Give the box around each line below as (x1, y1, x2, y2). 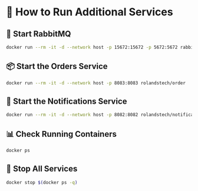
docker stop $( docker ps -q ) (6, 179, 78, 185)
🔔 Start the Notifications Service (6, 96, 128, 106)
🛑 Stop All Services (6, 164, 78, 174)
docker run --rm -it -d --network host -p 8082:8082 (6, 112, 138, 118)
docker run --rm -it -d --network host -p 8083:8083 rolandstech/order (6, 80, 186, 86)
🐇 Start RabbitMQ (6, 29, 71, 39)
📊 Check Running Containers (6, 129, 117, 139)
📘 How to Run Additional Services (6, 5, 173, 19)
